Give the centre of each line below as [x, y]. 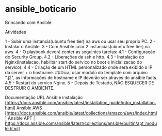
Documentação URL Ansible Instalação [44, 97]
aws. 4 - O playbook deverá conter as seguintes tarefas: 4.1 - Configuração [80, 52]
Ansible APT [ [22, 118]
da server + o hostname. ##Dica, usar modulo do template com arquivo [76, 72]
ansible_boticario [41, 9]
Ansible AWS [29, 108]
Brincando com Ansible [28, 22]
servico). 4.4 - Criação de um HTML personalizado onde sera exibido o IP [79, 67]
